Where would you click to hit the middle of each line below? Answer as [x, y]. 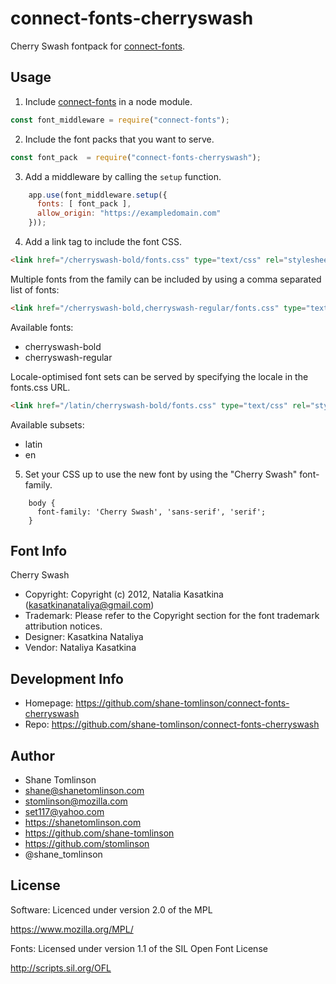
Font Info [39, 551]
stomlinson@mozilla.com [76, 801]
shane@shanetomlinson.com [84, 791]
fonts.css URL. [40, 387]
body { [42, 503]
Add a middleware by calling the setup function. [123, 176]
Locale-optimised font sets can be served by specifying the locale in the [159, 376]
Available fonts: [42, 327]
